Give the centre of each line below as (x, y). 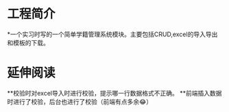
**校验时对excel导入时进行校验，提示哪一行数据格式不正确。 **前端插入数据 (114, 93)
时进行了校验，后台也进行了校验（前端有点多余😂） (80, 101)
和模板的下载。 (28, 42)
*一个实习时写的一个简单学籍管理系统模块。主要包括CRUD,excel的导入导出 (112, 34)
